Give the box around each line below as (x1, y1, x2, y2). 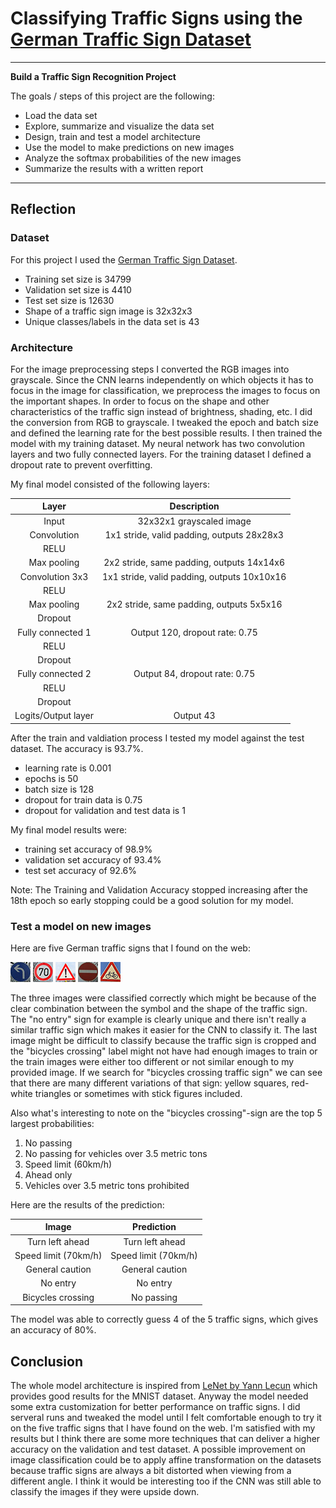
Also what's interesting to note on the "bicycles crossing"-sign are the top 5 (10, 1107, 323, 1119)
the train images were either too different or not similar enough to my (10, 1055, 295, 1067)
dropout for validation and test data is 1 (24, 804, 186, 816)
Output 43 (173, 710, 216, 722)
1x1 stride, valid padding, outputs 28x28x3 (104, 528, 284, 541)
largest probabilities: (10, 1117, 95, 1129)
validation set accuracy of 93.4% (24, 853, 162, 866)
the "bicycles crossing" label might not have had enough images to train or (10, 1045, 318, 1057)
